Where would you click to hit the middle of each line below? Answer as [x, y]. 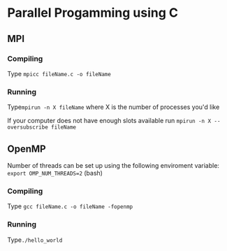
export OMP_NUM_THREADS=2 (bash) [55, 173]
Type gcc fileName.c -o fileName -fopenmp [70, 206]
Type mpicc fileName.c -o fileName [59, 73]
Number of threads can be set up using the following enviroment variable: [113, 165]
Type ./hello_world [35, 240]
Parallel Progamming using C [93, 13]
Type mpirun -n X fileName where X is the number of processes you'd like [113, 107]
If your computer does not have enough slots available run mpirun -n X [109, 121]
